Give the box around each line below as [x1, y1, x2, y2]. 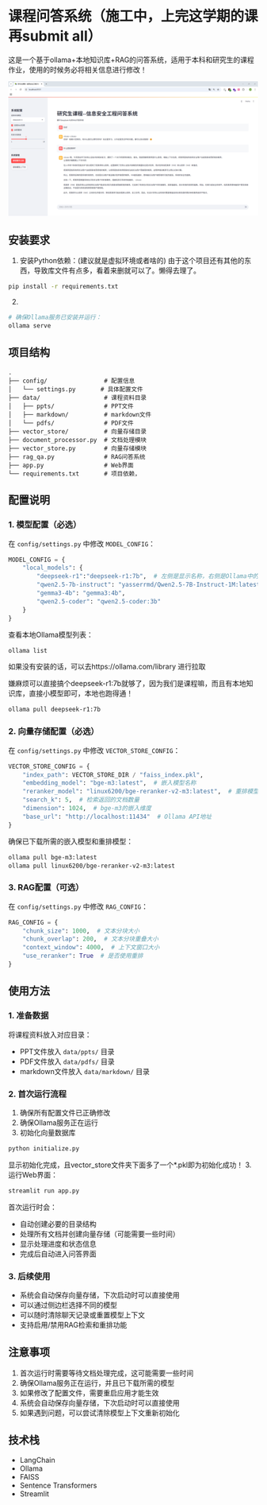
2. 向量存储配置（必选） [8, 726, 99, 737]
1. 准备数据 [8, 1010, 49, 1022]
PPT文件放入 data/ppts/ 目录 [19, 1046, 115, 1056]
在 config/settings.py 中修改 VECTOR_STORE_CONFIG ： [8, 745, 181, 755]
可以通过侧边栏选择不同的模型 [19, 1300, 117, 1309]
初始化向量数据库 [19, 1127, 76, 1137]
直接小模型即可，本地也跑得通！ [29, 688, 133, 698]
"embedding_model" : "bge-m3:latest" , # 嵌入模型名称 [22, 779, 196, 787]
